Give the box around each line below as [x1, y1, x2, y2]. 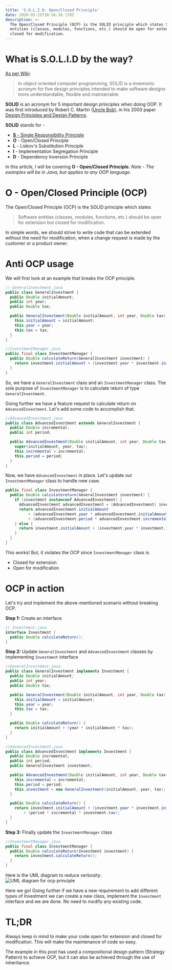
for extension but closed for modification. [17, 219, 105, 226]
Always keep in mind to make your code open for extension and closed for [5, 933, 162, 939]
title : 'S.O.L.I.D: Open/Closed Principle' [5, 7, 100, 13]
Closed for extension [12, 559, 57, 565]
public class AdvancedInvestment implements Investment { [5, 749, 132, 754]
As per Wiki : [5, 70, 31, 76]
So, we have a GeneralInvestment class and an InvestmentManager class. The [5, 379, 166, 386]
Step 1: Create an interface [5, 615, 62, 621]
